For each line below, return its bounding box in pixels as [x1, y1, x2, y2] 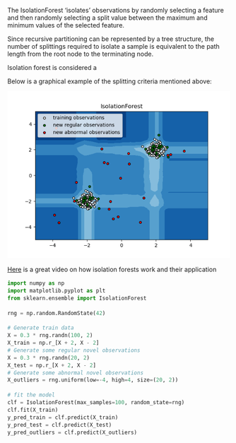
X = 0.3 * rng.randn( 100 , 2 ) [7, 332, 93, 339]
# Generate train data [7, 324, 74, 331]
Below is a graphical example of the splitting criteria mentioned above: [7, 77, 212, 85]
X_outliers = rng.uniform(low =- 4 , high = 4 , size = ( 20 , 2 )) [7, 377, 179, 384]
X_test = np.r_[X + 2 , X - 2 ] [7, 362, 97, 369]
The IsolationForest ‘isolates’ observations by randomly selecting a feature [7, 6, 225, 14]
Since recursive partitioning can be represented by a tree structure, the [7, 35, 214, 43]
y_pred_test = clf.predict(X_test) [7, 421, 112, 428]
